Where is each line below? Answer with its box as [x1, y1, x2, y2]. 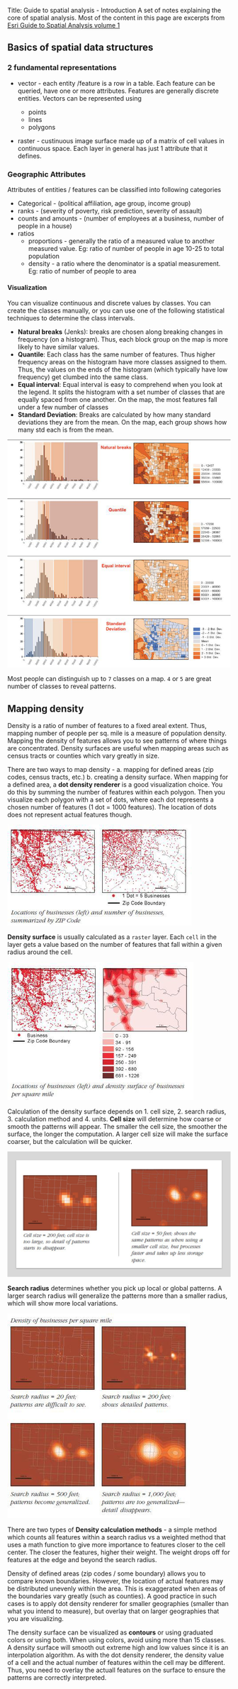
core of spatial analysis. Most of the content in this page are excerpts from [7, 13, 225, 22]
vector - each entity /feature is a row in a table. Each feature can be [17, 79, 215, 87]
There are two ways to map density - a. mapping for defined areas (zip [7, 765, 214, 773]
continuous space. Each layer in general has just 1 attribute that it [17, 144, 208, 152]
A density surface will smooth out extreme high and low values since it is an [7, 1644, 229, 1652]
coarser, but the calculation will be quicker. [7, 1137, 132, 1145]
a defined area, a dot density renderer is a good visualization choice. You [7, 780, 223, 789]
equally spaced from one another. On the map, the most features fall [17, 395, 217, 404]
